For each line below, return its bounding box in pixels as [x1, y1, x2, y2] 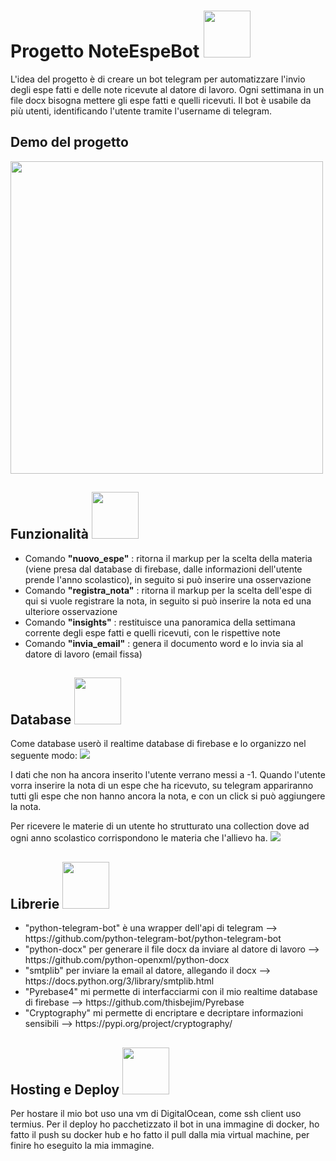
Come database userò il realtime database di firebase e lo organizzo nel [10, 738, 307, 750]
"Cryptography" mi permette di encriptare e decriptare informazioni [24, 1007, 304, 1019]
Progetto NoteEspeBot [10, 40, 200, 63]
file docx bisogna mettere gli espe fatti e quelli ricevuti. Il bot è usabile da [10, 94, 312, 106]
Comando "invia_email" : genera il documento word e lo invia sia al [24, 637, 304, 649]
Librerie [10, 895, 60, 912]
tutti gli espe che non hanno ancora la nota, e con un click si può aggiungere [10, 790, 326, 802]
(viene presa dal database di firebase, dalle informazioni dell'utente [24, 563, 303, 575]
